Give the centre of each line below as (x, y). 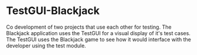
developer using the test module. (46, 46)
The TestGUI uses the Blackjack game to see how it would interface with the (99, 39)
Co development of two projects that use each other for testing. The (89, 27)
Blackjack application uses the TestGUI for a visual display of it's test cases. (98, 33)
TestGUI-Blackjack (53, 11)
